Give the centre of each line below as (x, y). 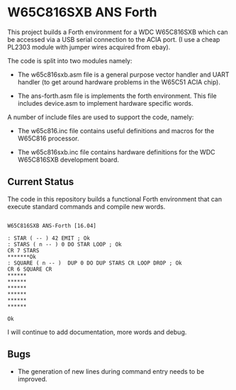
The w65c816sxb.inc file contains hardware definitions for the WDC (116, 152)
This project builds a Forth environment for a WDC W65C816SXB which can (118, 32)
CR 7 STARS (23, 250)
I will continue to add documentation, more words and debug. (97, 332)
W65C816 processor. (48, 138)
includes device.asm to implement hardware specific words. (105, 103)
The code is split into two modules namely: (70, 60)
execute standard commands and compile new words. (86, 206)
